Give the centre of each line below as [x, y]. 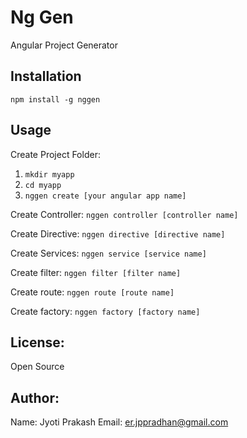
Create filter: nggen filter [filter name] [96, 272]
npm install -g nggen [55, 99]
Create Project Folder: [55, 154]
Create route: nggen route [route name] [92, 292]
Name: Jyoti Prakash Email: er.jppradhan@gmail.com [119, 422]
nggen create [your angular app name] [105, 196]
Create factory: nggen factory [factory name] [105, 311]
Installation [46, 76]
